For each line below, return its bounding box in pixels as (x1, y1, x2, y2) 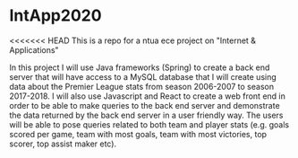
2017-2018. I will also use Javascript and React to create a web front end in (9, 91, 286, 101)
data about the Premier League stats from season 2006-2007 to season (9, 81, 275, 92)
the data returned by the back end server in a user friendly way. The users (9, 110, 284, 120)
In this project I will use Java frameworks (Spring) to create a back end (9, 62, 270, 73)
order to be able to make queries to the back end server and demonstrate (9, 100, 280, 110)
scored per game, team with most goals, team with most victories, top (9, 128, 267, 139)
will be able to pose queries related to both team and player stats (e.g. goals (9, 118, 289, 130)
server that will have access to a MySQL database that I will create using (9, 71, 277, 82)
